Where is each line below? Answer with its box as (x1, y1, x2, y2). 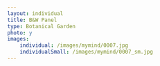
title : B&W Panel (7, 16, 57, 23)
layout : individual (7, 10, 64, 17)
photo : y (7, 29, 33, 36)
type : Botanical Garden (7, 23, 76, 30)
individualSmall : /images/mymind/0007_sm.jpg (19, 49, 154, 56)
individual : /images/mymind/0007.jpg (19, 42, 129, 49)
